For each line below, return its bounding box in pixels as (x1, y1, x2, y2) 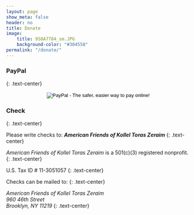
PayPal (6, 66, 27, 74)
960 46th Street (6, 196, 45, 203)
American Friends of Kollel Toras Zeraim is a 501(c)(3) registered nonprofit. (6, 149, 189, 157)
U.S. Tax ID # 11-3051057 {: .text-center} (6, 167, 104, 174)
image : (6, 31, 22, 37)
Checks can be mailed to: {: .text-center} (6, 178, 106, 185)
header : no (6, 19, 33, 25)
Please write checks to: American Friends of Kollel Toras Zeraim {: (6, 131, 170, 139)
